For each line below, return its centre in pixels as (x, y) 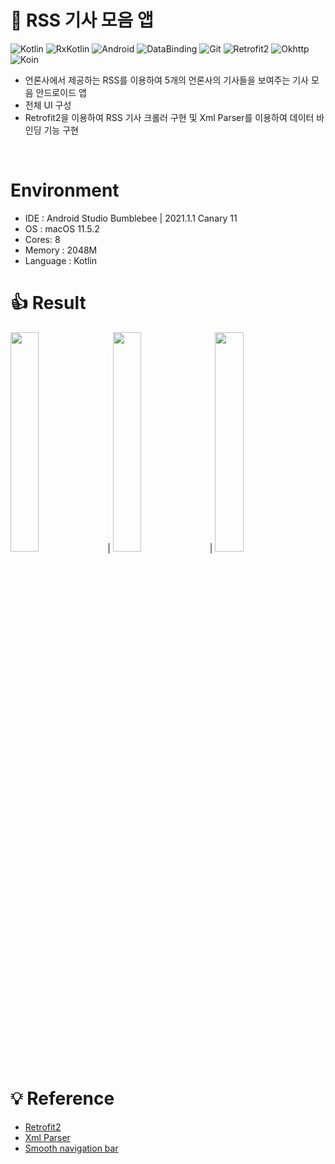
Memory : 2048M (61, 250)
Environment (65, 190)
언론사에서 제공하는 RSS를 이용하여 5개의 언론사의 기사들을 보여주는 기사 (166, 80)
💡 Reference (62, 1098)
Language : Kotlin (61, 260)
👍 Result (48, 303)
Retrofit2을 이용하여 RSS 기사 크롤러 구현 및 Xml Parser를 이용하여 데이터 (169, 117)
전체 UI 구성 (48, 105)
